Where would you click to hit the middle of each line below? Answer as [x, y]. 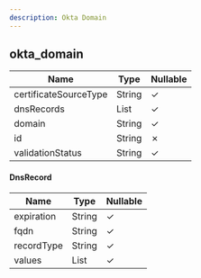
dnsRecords [39, 109]
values [28, 260]
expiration [35, 216]
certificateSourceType [61, 94]
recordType [38, 246]
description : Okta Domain [58, 18]
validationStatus [48, 153]
